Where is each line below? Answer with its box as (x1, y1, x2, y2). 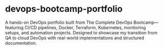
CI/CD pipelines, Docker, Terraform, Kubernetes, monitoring (24, 24, 146, 30)
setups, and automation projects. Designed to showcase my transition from (5, 30, 158, 35)
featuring (5, 24, 24, 30)
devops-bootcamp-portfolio (5, 3, 123, 15)
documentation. (5, 40, 37, 46)
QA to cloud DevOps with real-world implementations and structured (5, 35, 144, 41)
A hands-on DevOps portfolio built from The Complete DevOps (5, 19, 133, 25)
